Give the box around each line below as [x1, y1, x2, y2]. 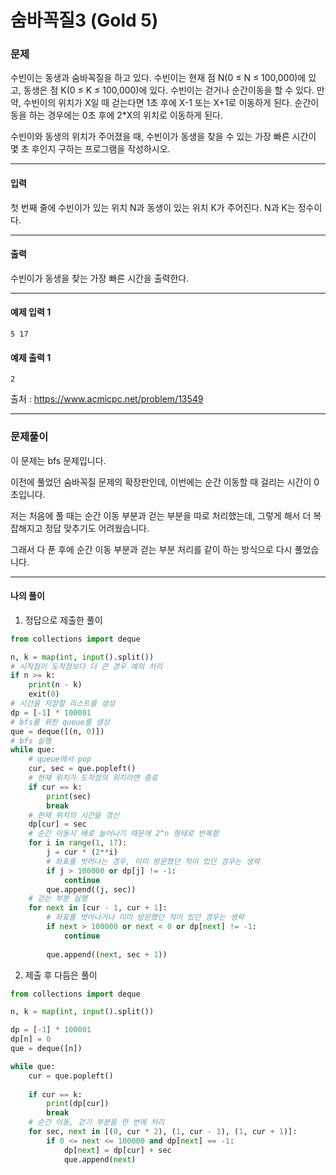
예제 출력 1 [10, 351, 52, 363]
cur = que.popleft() [28, 1071, 114, 1081]
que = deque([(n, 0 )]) [10, 726, 105, 736]
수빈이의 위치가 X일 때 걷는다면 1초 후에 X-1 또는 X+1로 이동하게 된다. [23, 97, 293, 109]
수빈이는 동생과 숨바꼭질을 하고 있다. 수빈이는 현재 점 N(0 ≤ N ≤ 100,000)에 [10, 72, 307, 84]
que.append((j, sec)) [46, 884, 137, 895]
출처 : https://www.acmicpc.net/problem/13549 [10, 393, 204, 405]
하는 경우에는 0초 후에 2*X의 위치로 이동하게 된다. [28, 109, 223, 121]
